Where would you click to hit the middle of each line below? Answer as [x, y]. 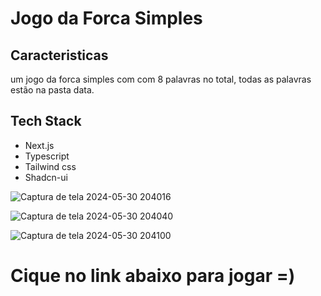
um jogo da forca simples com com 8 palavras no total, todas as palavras [161, 79]
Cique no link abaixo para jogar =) [153, 276]
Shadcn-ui [46, 177]
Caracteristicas [59, 55]
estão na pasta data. [52, 90]
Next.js [39, 145]
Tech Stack [46, 121]
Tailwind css [50, 166]
